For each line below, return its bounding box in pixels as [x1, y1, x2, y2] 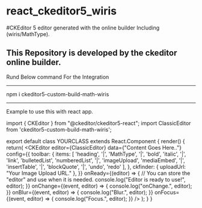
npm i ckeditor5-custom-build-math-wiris [6, 90, 109, 97]
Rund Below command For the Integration [6, 73, 109, 81]
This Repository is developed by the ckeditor [6, 48, 177, 58]
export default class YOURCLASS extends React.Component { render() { [6, 137, 185, 145]
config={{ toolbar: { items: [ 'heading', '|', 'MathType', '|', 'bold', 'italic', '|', [6, 150, 186, 158]
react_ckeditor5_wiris [6, 4, 117, 18]
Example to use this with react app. [6, 108, 93, 115]
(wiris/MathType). [6, 30, 50, 37]
